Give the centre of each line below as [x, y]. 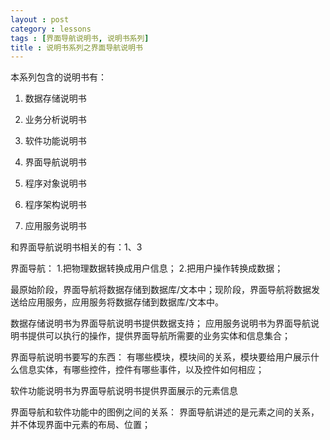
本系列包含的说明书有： [58, 77]
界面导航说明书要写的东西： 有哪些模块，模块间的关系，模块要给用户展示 [160, 357]
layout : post [40, 19]
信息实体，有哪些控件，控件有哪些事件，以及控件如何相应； [141, 370]
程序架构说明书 [55, 205]
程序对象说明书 [55, 183]
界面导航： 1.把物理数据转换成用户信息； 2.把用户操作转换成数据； [147, 268]
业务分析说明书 [55, 120]
